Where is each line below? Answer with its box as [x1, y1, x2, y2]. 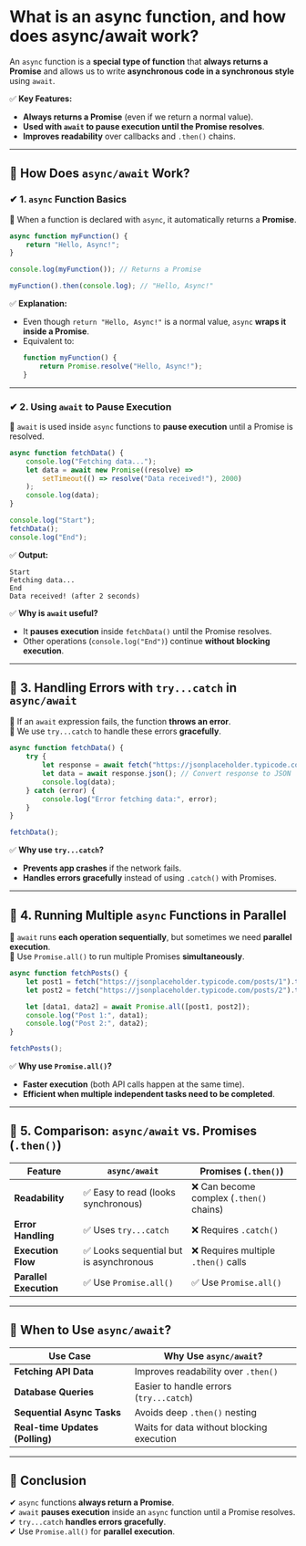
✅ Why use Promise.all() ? [9, 1060, 112, 1071]
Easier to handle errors [134, 1380, 232, 1393]
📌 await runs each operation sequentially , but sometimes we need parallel [9, 932, 292, 943]
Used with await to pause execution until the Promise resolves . [22, 120, 265, 131]
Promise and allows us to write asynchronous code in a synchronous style [9, 66, 294, 77]
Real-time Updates [14, 1421, 98, 1434]
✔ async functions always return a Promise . [9, 1497, 175, 1508]
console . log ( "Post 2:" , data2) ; [25, 1019, 148, 1029]
